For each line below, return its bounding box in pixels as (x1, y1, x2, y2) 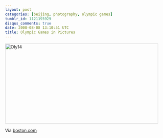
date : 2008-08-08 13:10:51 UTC (5, 25, 69, 30)
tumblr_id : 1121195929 (5, 16, 51, 21)
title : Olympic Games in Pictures (5, 30, 76, 35)
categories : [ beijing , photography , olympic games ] (5, 12, 113, 17)
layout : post (5, 7, 32, 12)
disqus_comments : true (5, 21, 51, 26)
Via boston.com (5, 128, 37, 133)
